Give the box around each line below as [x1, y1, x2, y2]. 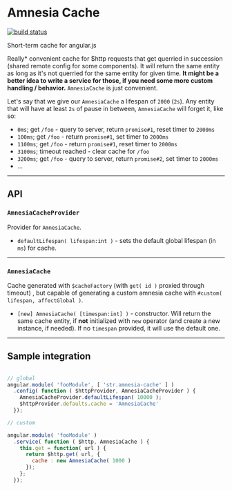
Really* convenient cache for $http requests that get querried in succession [7, 54, 223, 63]
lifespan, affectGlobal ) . [7, 295, 84, 304]
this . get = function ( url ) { [19, 444, 107, 451]
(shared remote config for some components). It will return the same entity [7, 61, 220, 70]
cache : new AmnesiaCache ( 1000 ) [32, 458, 131, 464]
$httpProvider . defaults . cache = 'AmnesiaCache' [19, 400, 159, 408]
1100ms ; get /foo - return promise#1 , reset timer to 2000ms [17, 139, 177, 148]
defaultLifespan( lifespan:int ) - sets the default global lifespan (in [17, 236, 216, 244]
